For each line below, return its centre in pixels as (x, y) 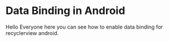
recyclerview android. (32, 33)
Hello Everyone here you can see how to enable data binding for (84, 27)
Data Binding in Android (65, 11)
